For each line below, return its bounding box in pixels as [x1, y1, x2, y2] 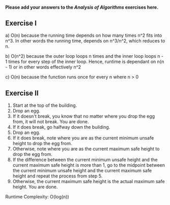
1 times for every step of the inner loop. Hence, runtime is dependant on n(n [5, 59, 164, 65]
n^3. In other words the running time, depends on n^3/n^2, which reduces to [5, 38, 165, 44]
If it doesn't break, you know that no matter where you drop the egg [12, 113, 155, 120]
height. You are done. [12, 184, 58, 190]
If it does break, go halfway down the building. [12, 124, 110, 130]
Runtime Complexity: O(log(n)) [5, 194, 70, 200]
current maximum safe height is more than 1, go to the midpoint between [12, 162, 165, 168]
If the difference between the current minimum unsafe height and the [12, 156, 158, 163]
